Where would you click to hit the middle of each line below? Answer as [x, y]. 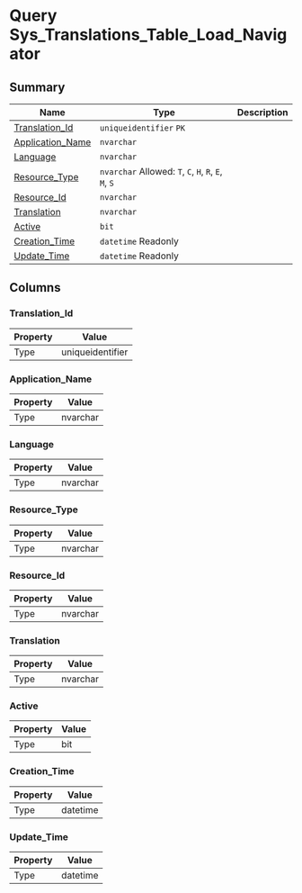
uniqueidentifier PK [143, 128]
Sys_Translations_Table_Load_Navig [148, 35]
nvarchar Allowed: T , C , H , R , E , [161, 171]
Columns [35, 288]
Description [262, 112]
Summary [37, 87]
